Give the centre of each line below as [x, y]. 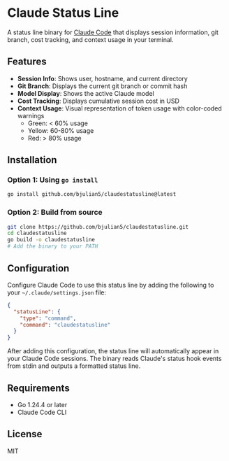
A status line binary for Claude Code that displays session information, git [113, 32]
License [25, 434]
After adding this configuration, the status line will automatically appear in [113, 351]
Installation [32, 160]
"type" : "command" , [48, 318]
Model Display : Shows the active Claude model [86, 93]
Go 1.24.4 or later [42, 404]
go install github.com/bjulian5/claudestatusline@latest [92, 194]
